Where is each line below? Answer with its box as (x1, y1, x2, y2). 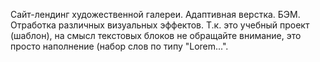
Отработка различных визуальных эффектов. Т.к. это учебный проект (10, 19, 310, 31)
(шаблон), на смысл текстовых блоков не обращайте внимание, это (10, 30, 302, 41)
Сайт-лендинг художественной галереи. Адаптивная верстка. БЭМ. (10, 9, 301, 20)
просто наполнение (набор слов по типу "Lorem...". (10, 40, 229, 52)
